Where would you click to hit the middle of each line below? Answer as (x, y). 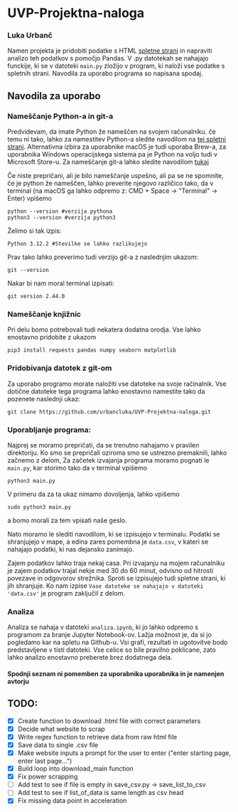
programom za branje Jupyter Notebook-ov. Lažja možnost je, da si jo (109, 635)
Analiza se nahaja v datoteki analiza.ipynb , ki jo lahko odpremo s (103, 627)
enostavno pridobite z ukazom (52, 337)
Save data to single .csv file (58, 744)
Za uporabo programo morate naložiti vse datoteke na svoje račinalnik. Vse (117, 384)
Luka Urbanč (30, 36)
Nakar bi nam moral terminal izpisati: (61, 283)
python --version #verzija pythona (60, 211)
